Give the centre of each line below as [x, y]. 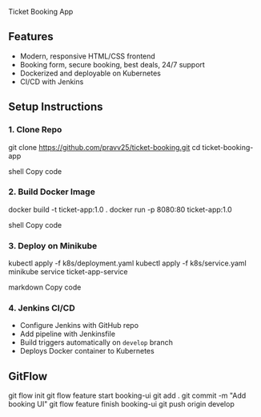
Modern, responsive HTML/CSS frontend [88, 56]
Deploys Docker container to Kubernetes [87, 351]
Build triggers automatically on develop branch [96, 342]
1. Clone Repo [35, 130]
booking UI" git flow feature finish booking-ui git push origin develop [121, 404]
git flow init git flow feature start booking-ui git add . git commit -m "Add [127, 395]
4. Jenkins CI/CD [42, 308]
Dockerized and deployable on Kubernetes [90, 73]
